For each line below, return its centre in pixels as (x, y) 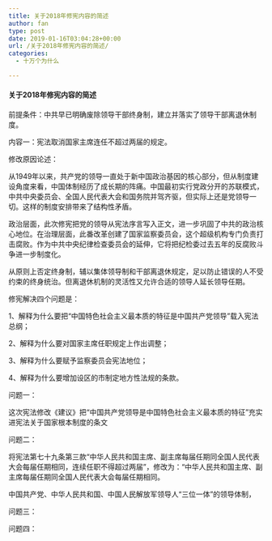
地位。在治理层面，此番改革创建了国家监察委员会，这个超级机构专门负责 (136, 234)
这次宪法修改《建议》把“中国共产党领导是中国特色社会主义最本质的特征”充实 (136, 412)
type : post (27, 31)
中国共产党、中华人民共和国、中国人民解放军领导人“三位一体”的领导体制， (132, 494)
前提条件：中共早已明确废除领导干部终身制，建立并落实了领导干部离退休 (129, 115)
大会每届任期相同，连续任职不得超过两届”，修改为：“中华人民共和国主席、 (132, 467)
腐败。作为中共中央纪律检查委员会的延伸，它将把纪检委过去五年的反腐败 (136, 245)
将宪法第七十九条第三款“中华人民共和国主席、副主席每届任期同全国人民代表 (134, 457)
